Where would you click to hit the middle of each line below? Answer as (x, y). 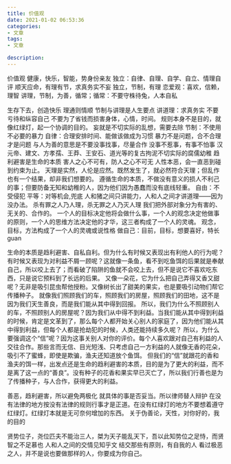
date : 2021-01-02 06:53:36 (46, 20)
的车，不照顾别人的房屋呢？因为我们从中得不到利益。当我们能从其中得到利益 (115, 312)
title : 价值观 (26, 13)
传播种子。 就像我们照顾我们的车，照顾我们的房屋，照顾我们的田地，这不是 (113, 295)
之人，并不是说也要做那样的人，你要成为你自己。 (76, 453)
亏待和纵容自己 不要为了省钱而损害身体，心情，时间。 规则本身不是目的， (111, 118)
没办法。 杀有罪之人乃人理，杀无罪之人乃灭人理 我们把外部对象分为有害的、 (114, 204)
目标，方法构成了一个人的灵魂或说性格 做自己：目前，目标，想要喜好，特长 (113, 230)
